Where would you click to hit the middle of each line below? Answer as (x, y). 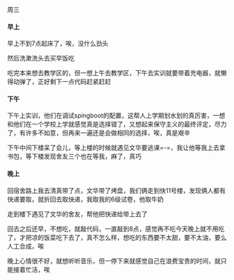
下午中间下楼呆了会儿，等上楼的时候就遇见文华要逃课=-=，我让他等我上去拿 (116, 148)
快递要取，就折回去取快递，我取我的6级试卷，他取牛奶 (85, 199)
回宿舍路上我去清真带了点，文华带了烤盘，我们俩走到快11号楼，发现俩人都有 (117, 190)
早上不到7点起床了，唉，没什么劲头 (58, 44)
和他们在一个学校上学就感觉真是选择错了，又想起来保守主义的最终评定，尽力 (117, 124)
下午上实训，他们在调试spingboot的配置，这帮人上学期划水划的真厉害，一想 (116, 115)
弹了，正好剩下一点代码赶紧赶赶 (65, 82)
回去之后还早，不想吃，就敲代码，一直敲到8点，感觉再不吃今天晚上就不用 (113, 229)
